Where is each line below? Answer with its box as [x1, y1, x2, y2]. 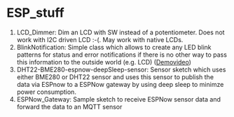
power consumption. [16, 88, 76, 96]
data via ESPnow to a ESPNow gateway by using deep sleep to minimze [16, 80, 224, 88]
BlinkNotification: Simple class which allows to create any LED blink [16, 43, 212, 51]
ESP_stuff [6, 5, 64, 21]
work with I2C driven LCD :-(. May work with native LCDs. [16, 35, 184, 43]
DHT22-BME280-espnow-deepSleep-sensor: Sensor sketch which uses [16, 65, 226, 74]
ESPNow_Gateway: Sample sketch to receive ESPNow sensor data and [16, 95, 221, 103]
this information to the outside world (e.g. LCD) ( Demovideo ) [16, 57, 192, 66]
